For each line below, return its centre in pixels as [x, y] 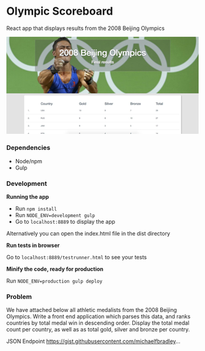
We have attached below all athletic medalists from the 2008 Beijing [92, 310]
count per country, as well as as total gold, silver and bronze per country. [98, 330]
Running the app [28, 196]
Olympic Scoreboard [60, 11]
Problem [19, 297]
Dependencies [28, 148]
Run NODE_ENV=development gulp [55, 215]
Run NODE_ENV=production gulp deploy [54, 281]
